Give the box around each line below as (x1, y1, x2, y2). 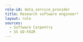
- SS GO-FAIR (9, 29, 36, 34)
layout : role (5, 16, 31, 21)
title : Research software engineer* (5, 12, 79, 16)
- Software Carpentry (9, 25, 53, 30)
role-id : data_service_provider (5, 7, 70, 12)
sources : (5, 20, 23, 26)
